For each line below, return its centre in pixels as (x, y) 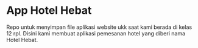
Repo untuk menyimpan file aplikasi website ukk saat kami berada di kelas (99, 27)
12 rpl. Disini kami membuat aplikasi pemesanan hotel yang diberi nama (96, 33)
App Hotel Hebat (49, 10)
